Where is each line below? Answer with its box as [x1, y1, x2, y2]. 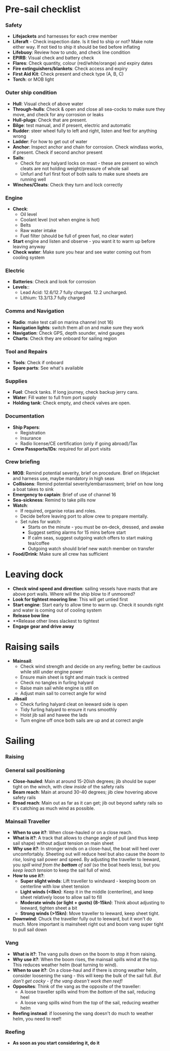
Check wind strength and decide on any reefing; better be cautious [20, 663, 161, 669]
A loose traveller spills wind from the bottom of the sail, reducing [20, 989, 156, 995]
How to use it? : [12, 873, 45, 879]
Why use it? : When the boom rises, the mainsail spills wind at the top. [12, 956, 159, 962]
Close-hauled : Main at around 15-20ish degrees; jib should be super [12, 778, 156, 784]
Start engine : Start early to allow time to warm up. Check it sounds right [12, 601, 164, 608]
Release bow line [12, 612, 50, 618]
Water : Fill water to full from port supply [12, 395, 97, 401]
